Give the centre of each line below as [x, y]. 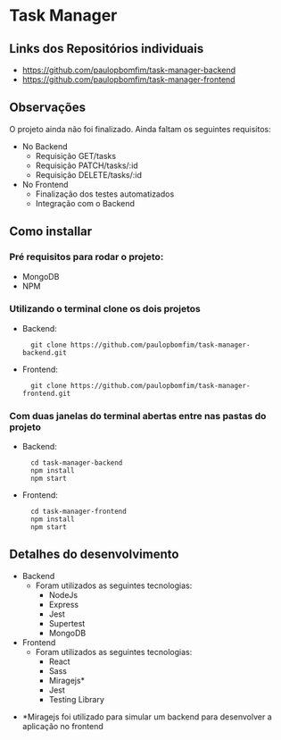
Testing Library [77, 699]
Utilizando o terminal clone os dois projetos [105, 309]
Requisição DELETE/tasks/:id [89, 174]
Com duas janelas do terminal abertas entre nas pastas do [138, 416]
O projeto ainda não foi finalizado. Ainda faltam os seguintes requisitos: [140, 129]
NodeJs [63, 594]
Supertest [67, 623]
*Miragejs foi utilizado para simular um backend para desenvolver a [147, 717]
